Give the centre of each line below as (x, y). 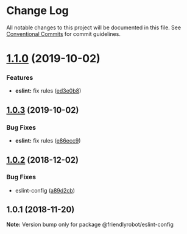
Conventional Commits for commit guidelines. (63, 34)
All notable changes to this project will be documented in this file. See (94, 27)
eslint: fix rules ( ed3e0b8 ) (48, 91)
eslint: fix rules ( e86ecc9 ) (48, 141)
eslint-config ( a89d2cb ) (45, 190)
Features (20, 78)
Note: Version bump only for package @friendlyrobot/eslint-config (90, 224)
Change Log (37, 11)
